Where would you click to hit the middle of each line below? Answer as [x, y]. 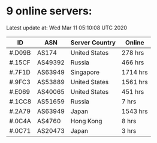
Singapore [85, 72]
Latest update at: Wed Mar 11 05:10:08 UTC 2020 [67, 28]
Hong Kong [86, 121]
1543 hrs [135, 111]
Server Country [93, 42]
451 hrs [133, 91]
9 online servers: [49, 11]
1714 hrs [135, 72]
